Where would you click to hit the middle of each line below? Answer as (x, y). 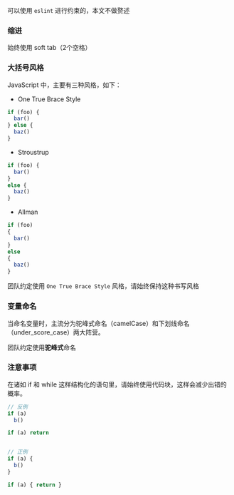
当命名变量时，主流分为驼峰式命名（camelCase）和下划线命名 (99, 323)
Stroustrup (33, 152)
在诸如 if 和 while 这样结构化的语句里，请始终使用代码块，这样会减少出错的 (117, 384)
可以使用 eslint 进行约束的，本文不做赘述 (69, 10)
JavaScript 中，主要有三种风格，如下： (65, 85)
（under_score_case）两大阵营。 (56, 332)
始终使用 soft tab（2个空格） (49, 48)
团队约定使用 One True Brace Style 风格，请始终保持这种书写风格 (103, 286)
